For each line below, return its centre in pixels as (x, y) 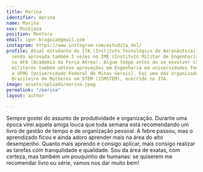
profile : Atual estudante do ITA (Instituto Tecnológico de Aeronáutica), (102, 51)
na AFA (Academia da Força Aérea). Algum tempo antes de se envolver (101, 62)
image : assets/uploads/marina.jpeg (51, 85)
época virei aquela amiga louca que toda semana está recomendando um (98, 124)
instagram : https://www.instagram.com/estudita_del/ (74, 46)
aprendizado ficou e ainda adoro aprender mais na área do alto (85, 137)
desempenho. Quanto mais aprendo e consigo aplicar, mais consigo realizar (101, 143)
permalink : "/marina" (34, 90)
